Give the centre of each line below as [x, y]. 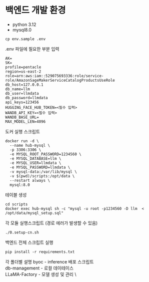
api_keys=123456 [22, 102]
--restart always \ [30, 180]
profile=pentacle [23, 67]
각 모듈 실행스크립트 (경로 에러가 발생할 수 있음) [51, 223]
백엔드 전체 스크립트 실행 [29, 242]
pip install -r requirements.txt [40, 252]
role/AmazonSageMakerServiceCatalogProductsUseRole [60, 80]
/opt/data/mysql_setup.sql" [34, 213]
